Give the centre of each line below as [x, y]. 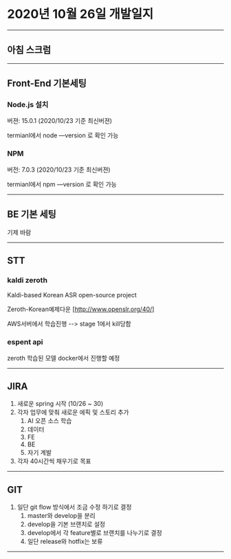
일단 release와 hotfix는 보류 [65, 541]
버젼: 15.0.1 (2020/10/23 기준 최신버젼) [59, 121]
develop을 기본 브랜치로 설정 [66, 524]
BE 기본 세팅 [32, 215]
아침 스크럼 [29, 50]
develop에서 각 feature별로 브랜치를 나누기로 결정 [95, 533]
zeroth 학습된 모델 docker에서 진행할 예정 [64, 358]
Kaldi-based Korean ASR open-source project [72, 295]
